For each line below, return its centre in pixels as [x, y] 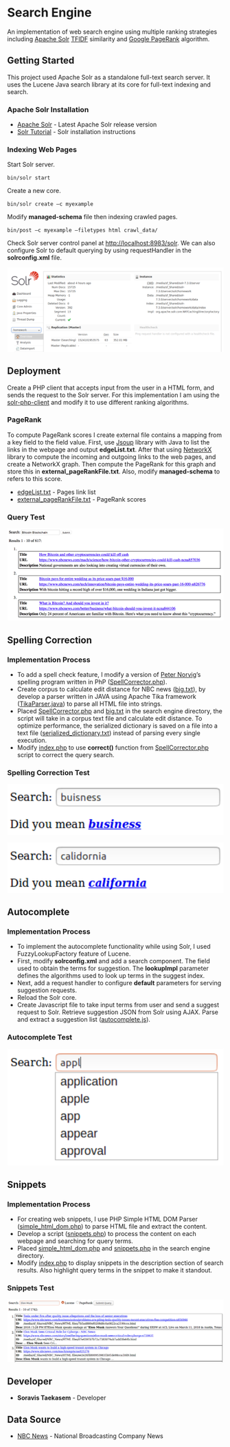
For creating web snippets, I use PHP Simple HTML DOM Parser [107, 1219]
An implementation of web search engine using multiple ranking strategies [112, 32]
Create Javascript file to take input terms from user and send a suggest [118, 1005]
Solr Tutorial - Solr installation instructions [76, 132]
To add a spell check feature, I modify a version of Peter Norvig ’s [109, 674]
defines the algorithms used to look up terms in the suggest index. [111, 976]
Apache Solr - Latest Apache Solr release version [87, 124]
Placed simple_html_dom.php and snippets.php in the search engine [114, 1248]
